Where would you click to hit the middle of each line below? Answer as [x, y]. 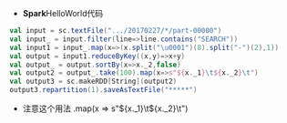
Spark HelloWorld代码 [63, 13]
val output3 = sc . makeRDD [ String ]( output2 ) [93, 82]
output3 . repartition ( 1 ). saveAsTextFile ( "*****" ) [103, 90]
